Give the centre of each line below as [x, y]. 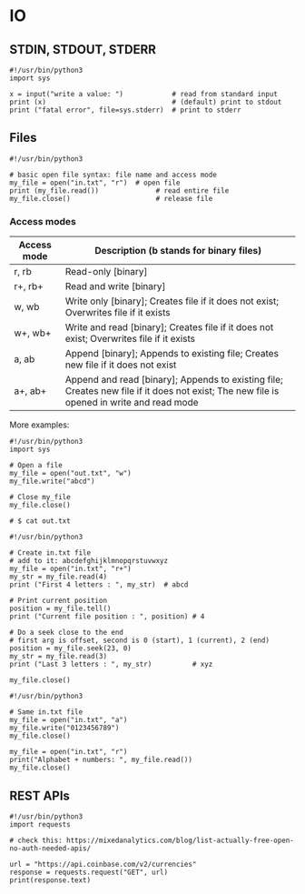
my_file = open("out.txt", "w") [70, 474]
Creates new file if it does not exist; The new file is [172, 391]
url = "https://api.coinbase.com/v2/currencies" [103, 864]
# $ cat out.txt [40, 521]
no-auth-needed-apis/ [50, 848]
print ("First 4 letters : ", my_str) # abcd [99, 585]
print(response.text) [50, 880]
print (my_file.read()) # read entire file [119, 191]
